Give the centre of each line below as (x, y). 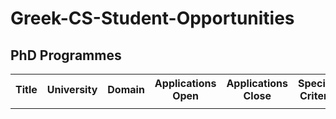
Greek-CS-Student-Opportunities (152, 18)
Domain (126, 89)
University (72, 89)
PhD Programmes (66, 55)
